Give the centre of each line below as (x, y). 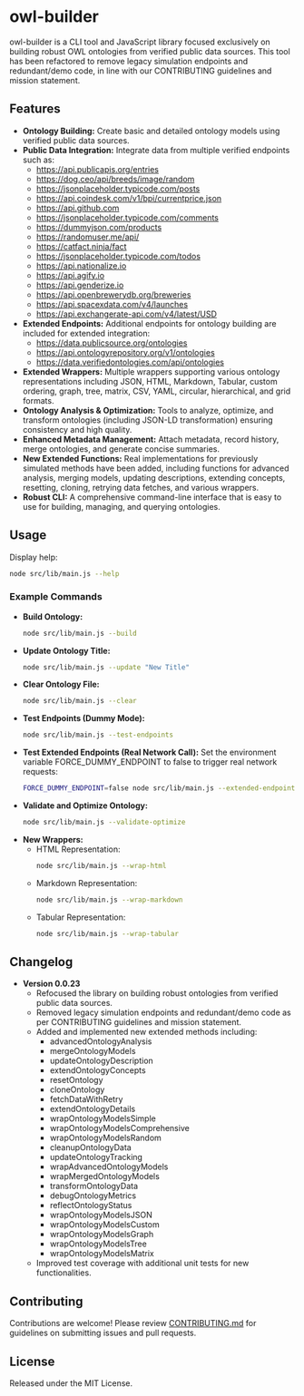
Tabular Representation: (81, 917)
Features (35, 109)
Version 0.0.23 (51, 984)
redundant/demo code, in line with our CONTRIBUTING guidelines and (141, 71)
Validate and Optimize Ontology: (85, 805)
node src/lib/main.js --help (64, 573)
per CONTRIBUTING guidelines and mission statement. (139, 1022)
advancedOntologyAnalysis (101, 1041)
